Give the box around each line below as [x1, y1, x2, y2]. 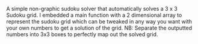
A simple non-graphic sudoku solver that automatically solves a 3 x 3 [6, 5, 178, 12]
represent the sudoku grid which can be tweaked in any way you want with [6, 18, 193, 25]
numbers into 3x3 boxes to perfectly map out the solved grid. [6, 31, 158, 38]
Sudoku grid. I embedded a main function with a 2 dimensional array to [6, 11, 182, 19]
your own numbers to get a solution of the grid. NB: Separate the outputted [6, 24, 193, 31]
